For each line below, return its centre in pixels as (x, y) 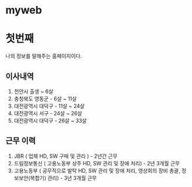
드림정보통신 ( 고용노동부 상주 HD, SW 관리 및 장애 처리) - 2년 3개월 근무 (97, 163)
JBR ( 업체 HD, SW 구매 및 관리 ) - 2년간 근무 (66, 156)
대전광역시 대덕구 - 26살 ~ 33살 (50, 120)
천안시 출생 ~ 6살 (34, 91)
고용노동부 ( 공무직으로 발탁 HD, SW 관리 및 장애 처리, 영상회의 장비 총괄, (97, 171)
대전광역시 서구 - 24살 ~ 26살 (48, 113)
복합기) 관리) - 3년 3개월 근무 (63, 178)
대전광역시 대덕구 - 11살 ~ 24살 (49, 106)
